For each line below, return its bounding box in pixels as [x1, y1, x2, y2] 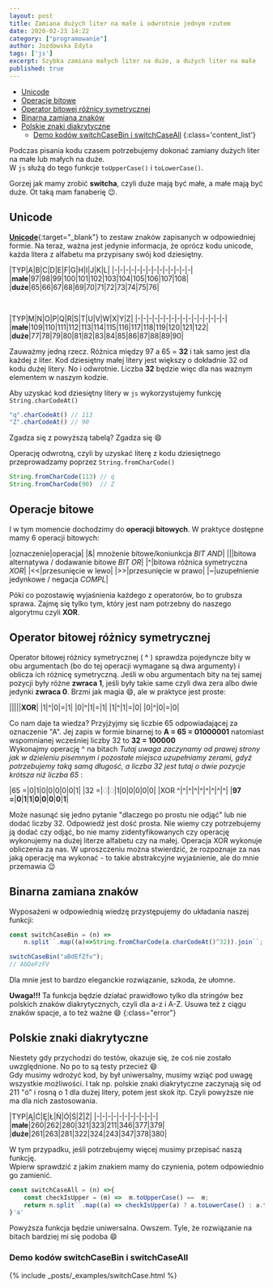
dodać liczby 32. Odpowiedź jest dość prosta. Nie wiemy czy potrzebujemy [9, 818, 262, 828]
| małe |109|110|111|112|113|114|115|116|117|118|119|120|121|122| [9, 322, 209, 332]
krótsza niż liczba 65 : [9, 770, 83, 779]
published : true [9, 65, 64, 73]
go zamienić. [9, 1170, 53, 1179]
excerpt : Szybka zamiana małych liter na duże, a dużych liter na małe [9, 58, 256, 66]
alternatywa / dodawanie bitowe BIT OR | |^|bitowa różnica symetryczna [9, 557, 248, 567]
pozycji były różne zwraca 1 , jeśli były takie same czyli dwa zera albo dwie [9, 678, 258, 688]
